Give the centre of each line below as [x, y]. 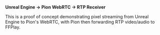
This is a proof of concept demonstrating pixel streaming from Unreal [77, 17]
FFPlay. [13, 27]
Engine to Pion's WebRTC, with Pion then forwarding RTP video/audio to [80, 22]
